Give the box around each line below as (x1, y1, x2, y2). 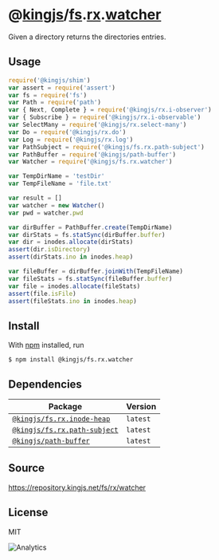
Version (126, 401, 157, 412)
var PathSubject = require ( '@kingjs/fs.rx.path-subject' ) (8, 143, 205, 151)
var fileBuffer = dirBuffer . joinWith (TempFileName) (8, 267, 183, 275)
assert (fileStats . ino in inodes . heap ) (8, 297, 137, 305)
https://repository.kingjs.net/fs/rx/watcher (8, 483, 146, 492)
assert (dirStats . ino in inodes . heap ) (8, 253, 134, 261)
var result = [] (8, 194, 62, 202)
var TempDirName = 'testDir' (8, 172, 105, 180)
